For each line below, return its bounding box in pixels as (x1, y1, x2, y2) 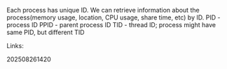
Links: (6, 42, 24, 49)
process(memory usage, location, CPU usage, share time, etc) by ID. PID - (6, 13, 221, 22)
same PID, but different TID (6, 28, 85, 36)
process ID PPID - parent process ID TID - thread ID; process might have (6, 21, 216, 29)
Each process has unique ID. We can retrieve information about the (6, 6, 200, 14)
